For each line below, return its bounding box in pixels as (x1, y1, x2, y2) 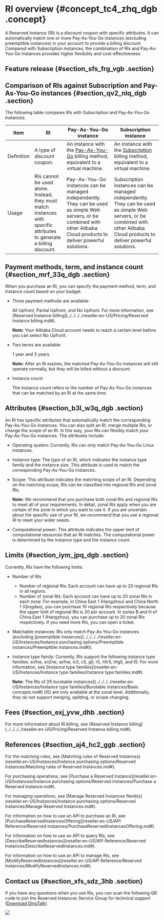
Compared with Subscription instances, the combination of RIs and (5, 45, 140, 51)
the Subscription (114, 147, 152, 154)
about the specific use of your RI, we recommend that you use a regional (12, 512, 159, 518)
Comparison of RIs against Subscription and (5, 81, 143, 90)
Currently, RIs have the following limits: (5, 564, 83, 570)
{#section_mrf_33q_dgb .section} (5, 270, 110, 279)
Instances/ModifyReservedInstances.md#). (5, 863, 92, 869)
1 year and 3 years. (12, 351, 51, 357)
